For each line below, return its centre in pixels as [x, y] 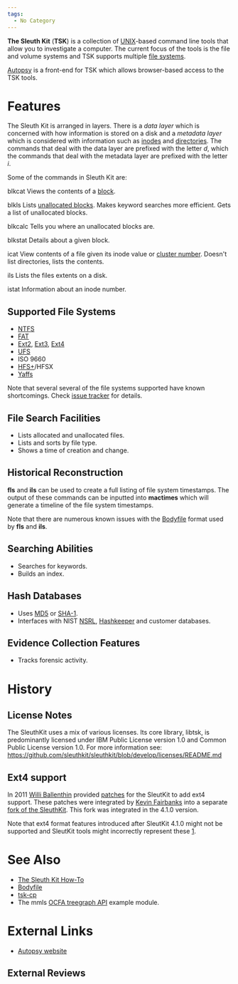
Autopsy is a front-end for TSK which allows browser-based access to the [116, 70]
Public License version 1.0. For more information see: [85, 747]
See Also [34, 860]
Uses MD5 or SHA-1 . [48, 613]
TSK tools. [22, 77]
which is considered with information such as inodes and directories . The [115, 141]
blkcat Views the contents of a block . [61, 191]
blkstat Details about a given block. [59, 240]
